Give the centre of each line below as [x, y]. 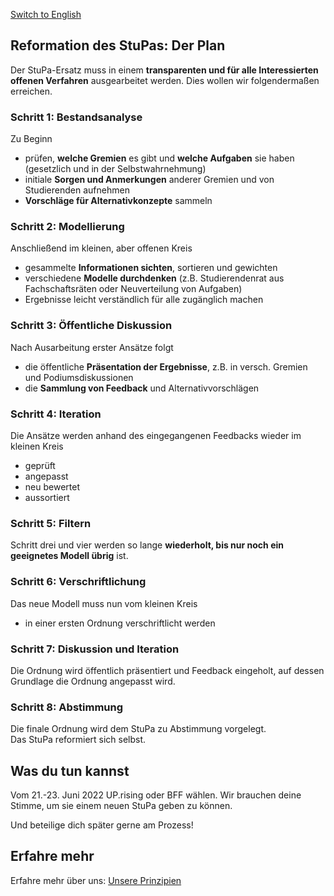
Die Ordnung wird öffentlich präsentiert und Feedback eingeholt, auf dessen [167, 670]
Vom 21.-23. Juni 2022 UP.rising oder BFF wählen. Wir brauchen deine [156, 795]
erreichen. [31, 91]
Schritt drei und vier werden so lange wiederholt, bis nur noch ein [147, 545]
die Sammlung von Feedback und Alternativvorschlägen [142, 388]
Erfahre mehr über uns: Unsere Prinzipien [96, 880]
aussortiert [47, 497]
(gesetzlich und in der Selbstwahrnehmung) [115, 169]
